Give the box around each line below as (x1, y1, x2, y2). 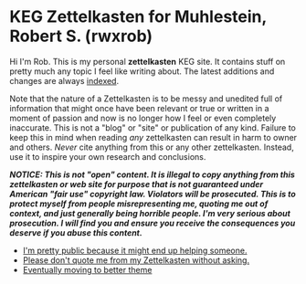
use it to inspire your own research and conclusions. (9, 151, 206, 162)
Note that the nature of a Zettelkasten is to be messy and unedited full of (9, 93, 283, 104)
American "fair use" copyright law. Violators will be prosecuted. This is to (9, 188, 296, 199)
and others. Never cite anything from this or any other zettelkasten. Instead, (9, 142, 294, 153)
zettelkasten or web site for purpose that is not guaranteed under (9, 178, 264, 189)
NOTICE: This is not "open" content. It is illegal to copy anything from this (9, 169, 295, 180)
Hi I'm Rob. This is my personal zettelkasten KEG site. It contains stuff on (9, 56, 286, 67)
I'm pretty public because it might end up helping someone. (22, 245, 248, 256)
